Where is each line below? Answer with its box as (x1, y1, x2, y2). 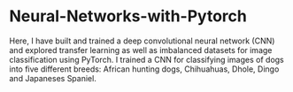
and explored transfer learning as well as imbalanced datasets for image (9, 44, 273, 55)
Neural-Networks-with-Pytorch (9, 6, 248, 27)
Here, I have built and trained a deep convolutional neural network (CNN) (9, 35, 275, 46)
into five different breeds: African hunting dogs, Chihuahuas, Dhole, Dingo (9, 64, 280, 74)
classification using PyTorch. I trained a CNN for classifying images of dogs (9, 54, 285, 65)
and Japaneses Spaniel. (9, 73, 97, 83)
